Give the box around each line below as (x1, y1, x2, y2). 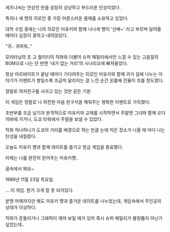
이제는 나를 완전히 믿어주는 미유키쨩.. (5, 155, 79, 161)
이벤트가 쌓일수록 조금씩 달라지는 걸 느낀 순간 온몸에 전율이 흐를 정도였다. (18, 78, 164, 83)
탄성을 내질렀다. (5, 134, 37, 139)
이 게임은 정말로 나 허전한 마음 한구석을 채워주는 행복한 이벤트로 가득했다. (5, 99, 151, 105)
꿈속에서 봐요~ (5, 165, 35, 172)
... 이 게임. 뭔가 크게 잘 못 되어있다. (5, 187, 74, 193)
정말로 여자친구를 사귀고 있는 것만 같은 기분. (5, 88, 93, 94)
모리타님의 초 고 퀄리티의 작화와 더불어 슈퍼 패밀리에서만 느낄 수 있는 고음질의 (5, 54, 159, 60)
